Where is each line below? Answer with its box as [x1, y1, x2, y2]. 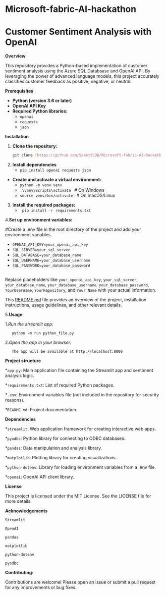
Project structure [5, 358, 41, 364]
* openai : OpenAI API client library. [5, 474, 74, 480]
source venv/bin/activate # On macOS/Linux [19, 192, 115, 198]
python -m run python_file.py [11, 331, 74, 336]
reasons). [5, 397, 25, 403]
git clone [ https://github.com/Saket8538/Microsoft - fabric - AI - [12, 153, 146, 158]
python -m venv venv [19, 183, 62, 188]
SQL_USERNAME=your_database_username [12, 258, 91, 263]
